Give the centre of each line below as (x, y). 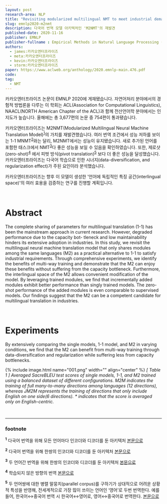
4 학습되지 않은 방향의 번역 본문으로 (40, 473)
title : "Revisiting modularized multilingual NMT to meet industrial (79, 19)
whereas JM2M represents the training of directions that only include (76, 391)
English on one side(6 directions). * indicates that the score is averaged (79, 396)
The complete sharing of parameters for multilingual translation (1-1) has (79, 227)
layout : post (19, 10)
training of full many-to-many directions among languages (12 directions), (81, 386)
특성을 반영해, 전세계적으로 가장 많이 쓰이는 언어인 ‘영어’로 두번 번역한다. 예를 (85, 490)
